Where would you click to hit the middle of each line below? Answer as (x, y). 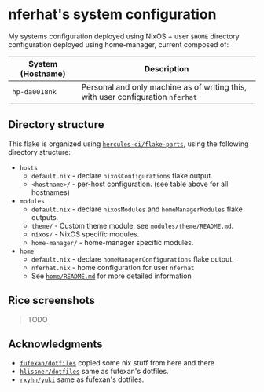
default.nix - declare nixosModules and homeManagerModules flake (137, 209)
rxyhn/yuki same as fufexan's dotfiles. (82, 379)
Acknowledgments (56, 344)
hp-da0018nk (35, 92)
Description (167, 68)
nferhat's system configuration (112, 15)
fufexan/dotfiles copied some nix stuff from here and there (117, 363)
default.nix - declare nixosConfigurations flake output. (122, 175)
